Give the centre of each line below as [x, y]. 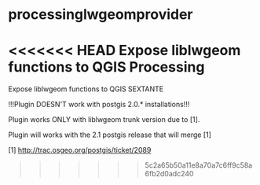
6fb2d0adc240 [169, 174]
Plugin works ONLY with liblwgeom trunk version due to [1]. [104, 120]
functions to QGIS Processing [106, 67]
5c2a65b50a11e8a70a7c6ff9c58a [199, 165]
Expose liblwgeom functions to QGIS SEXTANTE [86, 89]
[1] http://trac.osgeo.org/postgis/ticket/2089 [80, 150]
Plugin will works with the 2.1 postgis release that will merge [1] [110, 135]
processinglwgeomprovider [101, 15]
